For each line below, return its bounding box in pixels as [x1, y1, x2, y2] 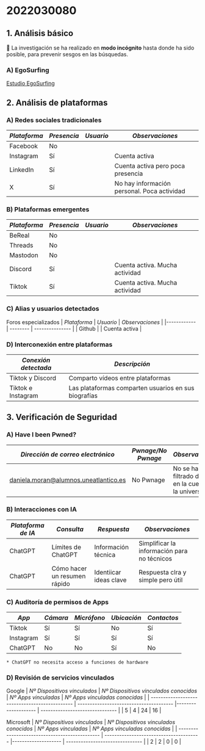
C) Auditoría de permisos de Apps [6, 598, 109, 606]
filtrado [173, 471, 194, 480]
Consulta [56, 524, 84, 533]
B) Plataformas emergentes [6, 205, 90, 214]
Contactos [147, 614, 179, 622]
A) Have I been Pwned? [6, 430, 77, 439]
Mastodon [9, 251, 38, 259]
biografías [68, 391, 98, 400]
